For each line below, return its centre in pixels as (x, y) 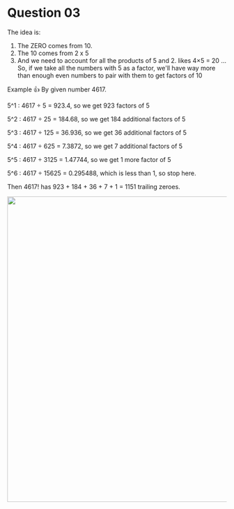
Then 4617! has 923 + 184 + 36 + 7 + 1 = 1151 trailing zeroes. (94, 186)
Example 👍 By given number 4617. (57, 89)
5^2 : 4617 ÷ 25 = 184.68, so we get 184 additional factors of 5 (96, 119)
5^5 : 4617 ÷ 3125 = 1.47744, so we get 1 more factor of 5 (89, 159)
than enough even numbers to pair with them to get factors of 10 (110, 75)
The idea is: (24, 32)
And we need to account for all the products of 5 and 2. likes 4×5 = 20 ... (122, 60)
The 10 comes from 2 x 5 (53, 53)
